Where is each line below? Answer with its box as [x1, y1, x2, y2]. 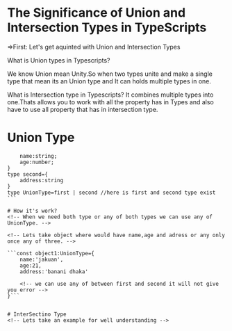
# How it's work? [7, 207, 58, 214]
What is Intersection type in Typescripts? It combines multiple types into [7, 90, 214, 99]
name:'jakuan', [19, 256, 64, 263]
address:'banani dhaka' [19, 268, 89, 275]
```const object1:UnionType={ [7, 250, 95, 257]
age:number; [19, 159, 54, 165]
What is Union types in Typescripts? [7, 56, 110, 64]
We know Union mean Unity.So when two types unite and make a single [7, 70, 213, 78]
